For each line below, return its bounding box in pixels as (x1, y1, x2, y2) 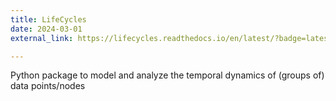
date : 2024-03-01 (10, 24, 83, 34)
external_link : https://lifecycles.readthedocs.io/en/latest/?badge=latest (10, 33, 333, 43)
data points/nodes (10, 80, 86, 92)
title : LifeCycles (10, 14, 87, 25)
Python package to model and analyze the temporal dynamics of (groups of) (10, 69, 325, 81)
